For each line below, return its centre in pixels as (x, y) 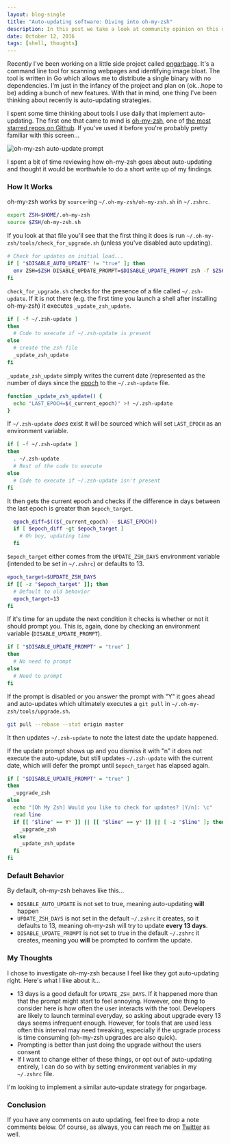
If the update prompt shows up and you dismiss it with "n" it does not (105, 751)
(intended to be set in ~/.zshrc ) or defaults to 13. (76, 564)
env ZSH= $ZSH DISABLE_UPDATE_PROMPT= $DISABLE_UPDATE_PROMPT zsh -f (112, 271)
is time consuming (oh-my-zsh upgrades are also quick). (97, 1037)
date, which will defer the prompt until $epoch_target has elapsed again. (108, 765)
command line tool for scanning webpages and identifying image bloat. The (114, 71)
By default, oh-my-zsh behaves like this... (66, 890)
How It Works (30, 187)
